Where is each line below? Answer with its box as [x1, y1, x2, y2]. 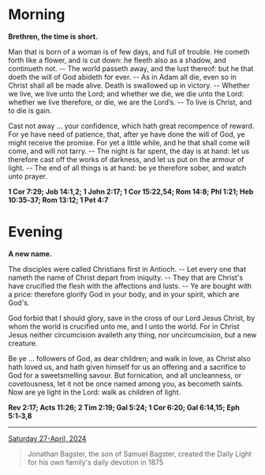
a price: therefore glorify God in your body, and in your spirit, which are [8, 289, 240, 299]
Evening [8, 223, 63, 241]
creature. [8, 338, 38, 348]
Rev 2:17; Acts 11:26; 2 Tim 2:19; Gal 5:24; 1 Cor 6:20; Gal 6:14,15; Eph [8, 402, 241, 412]
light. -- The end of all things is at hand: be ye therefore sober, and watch [8, 163, 247, 172]
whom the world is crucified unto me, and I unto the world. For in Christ [8, 322, 240, 331]
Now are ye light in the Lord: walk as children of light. [8, 387, 181, 397]
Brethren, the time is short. [8, 32, 99, 41]
